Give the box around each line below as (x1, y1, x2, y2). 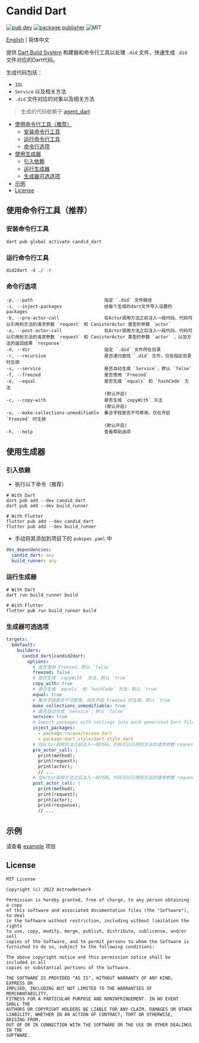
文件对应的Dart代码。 (6, 56, 59, 63)
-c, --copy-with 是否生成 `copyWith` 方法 (6, 397, 163, 403)
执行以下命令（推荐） (14, 480, 67, 487)
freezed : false (32, 669, 70, 676)
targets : (6, 637, 28, 643)
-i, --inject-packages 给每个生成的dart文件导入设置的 (6, 303, 173, 310)
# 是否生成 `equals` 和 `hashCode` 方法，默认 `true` (32, 686, 159, 692)
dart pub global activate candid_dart (6, 239, 102, 245)
